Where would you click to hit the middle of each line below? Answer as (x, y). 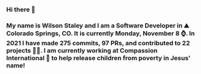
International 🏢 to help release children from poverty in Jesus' (98, 58)
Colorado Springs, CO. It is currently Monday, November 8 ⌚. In (100, 33)
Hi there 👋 (21, 10)
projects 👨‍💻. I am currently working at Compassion (82, 50)
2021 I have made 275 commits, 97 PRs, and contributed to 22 (98, 43)
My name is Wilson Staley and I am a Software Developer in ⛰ (98, 25)
